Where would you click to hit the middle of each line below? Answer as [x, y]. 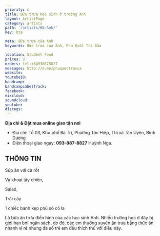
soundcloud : [17, 100]
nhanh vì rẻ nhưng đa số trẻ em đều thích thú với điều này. [64, 228]
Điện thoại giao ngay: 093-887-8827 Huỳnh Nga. [62, 143]
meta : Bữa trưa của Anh [29, 41]
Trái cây [13, 198]
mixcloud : [15, 95]
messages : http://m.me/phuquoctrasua [43, 68]
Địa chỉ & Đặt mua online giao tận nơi [43, 123]
